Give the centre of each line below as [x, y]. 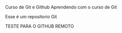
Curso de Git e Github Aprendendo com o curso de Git [61, 7]
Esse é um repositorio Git [31, 16]
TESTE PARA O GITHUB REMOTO [39, 26]
